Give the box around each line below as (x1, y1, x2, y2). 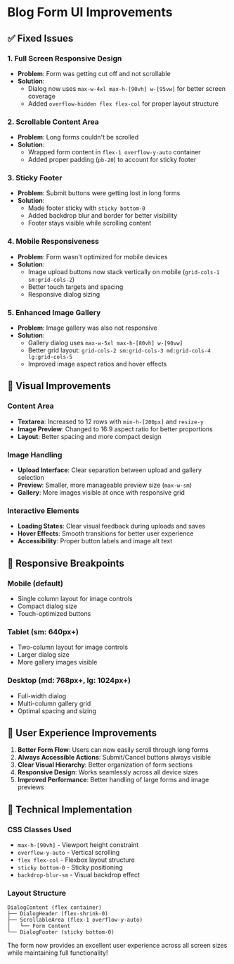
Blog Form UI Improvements (7, 4, 173, 20)
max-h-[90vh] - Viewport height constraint (17, 841, 139, 849)
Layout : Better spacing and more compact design (17, 432, 162, 440)
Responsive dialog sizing (27, 290, 100, 298)
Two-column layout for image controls (17, 643, 129, 652)
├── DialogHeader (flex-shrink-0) (7, 910, 109, 917)
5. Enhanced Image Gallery (7, 307, 101, 317)
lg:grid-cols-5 (27, 354, 72, 361)
